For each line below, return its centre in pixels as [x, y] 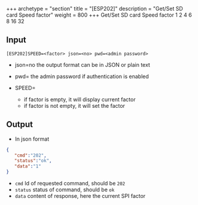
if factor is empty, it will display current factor [80, 99]
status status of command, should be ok [65, 190]
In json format [32, 139]
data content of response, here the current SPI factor [80, 196]
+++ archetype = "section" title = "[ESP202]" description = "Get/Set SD [95, 9]
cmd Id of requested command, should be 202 [70, 183]
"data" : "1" [28, 166]
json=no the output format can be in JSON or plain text [83, 64]
